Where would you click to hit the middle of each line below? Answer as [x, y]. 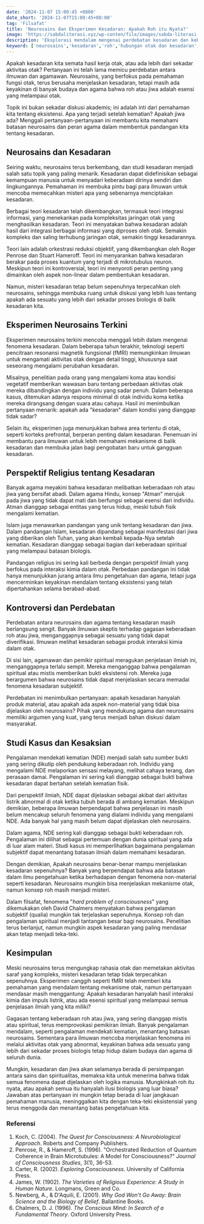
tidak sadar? [22, 416]
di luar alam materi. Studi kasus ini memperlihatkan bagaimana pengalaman [101, 845]
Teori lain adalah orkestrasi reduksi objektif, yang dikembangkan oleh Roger [101, 249]
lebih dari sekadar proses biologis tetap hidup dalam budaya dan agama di [100, 1051]
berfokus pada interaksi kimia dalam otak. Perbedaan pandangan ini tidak [98, 569]
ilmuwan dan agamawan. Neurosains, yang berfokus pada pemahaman [95, 76]
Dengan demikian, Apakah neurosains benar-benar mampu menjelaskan [97, 864]
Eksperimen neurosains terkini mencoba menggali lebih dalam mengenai [97, 340]
